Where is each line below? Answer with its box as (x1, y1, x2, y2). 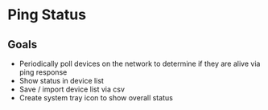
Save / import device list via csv (19, 84, 126, 94)
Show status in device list (19, 76, 104, 85)
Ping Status (7, 6, 86, 24)
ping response (19, 67, 68, 77)
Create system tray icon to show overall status (19, 93, 174, 102)
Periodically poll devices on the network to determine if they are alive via (19, 59, 261, 68)
